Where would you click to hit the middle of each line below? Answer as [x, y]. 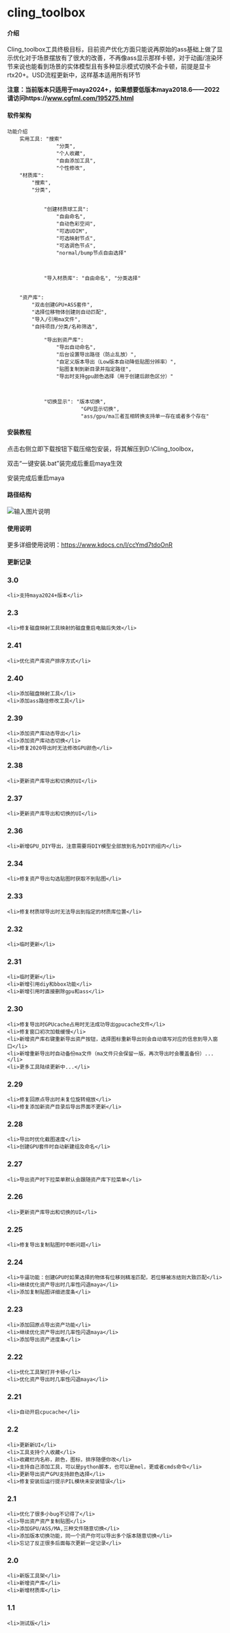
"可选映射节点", [76, 238]
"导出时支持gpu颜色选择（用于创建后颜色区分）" [115, 376]
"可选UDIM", [72, 231]
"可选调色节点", [76, 246]
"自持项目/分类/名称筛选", [65, 326]
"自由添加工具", [76, 160]
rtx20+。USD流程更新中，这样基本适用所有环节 [74, 75]
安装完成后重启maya [36, 477]
